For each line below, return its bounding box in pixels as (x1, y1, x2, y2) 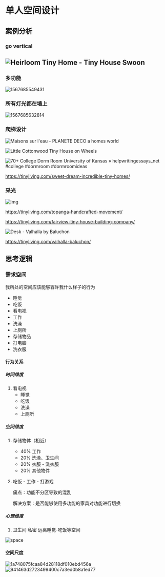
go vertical (5, 42, 33, 49)
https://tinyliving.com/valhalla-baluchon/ (5, 239, 91, 245)
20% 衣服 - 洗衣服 (20, 461, 59, 467)
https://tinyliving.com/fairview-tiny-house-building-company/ (5, 219, 135, 225)
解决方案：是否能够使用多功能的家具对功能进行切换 (12, 500, 121, 506)
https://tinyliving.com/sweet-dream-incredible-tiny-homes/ (5, 173, 130, 179)
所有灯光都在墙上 (5, 100, 48, 108)
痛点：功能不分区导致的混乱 (12, 489, 72, 496)
